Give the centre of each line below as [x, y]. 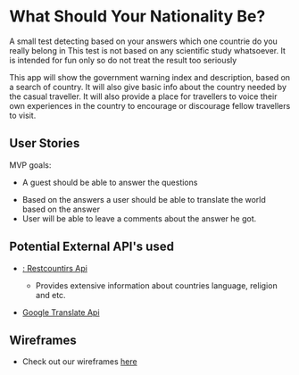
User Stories [45, 143]
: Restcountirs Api [54, 268]
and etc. [50, 295]
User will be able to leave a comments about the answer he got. [139, 218]
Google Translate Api [61, 312]
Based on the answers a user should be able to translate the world [144, 199]
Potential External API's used [91, 247]
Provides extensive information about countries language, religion [157, 285]
